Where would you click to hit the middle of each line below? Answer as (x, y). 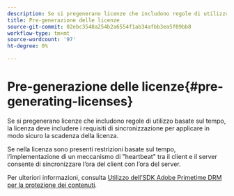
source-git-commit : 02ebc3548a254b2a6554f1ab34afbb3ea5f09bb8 (99, 27)
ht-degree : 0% (28, 46)
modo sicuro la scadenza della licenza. (63, 135)
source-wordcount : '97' (42, 40)
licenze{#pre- (183, 87)
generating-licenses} (70, 101)
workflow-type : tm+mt (39, 33)
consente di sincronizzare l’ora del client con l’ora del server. (94, 164)
